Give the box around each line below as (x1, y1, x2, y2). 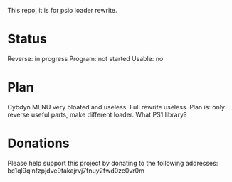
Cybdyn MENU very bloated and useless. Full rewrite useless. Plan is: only (7, 102, 226, 111)
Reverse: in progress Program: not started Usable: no (7, 54, 164, 63)
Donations (7, 135, 70, 151)
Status (7, 31, 48, 47)
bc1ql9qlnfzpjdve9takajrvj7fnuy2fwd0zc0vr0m (7, 166, 144, 175)
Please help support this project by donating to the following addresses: (7, 159, 218, 167)
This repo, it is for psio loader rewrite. (7, 6, 117, 14)
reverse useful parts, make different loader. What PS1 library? (7, 110, 187, 119)
